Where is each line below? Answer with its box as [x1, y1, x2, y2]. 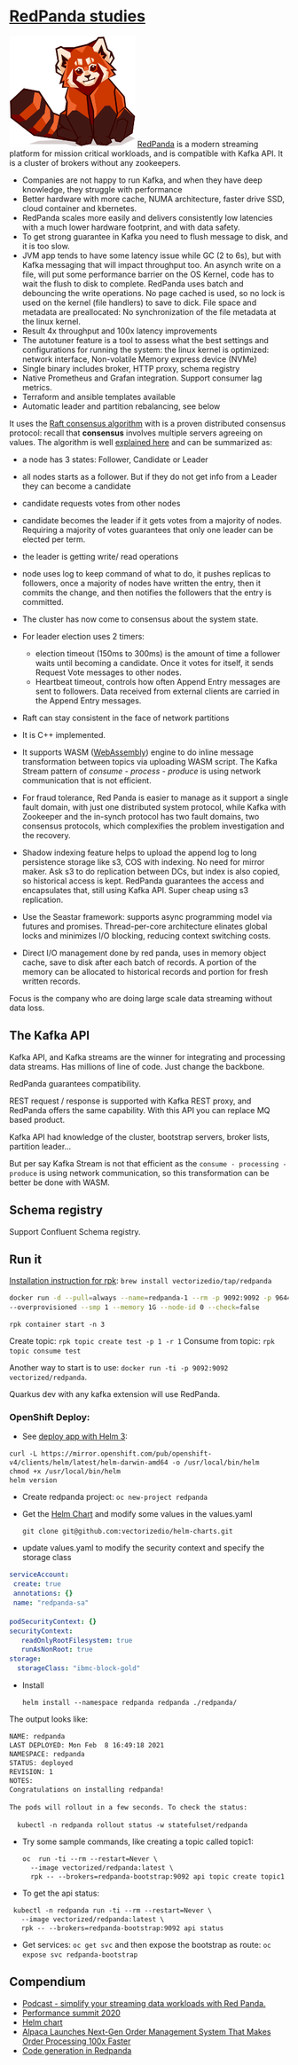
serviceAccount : [9, 1570, 69, 1580]
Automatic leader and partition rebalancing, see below [21, 401, 221, 412]
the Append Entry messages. [35, 695, 142, 706]
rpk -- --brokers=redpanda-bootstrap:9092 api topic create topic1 [30, 1873, 286, 1881]
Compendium [9, 1975, 86, 1990]
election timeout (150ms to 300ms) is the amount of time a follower [35, 648, 281, 658]
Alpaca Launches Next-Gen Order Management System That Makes [21, 2026, 271, 2037]
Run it [9, 1252, 43, 1267]
